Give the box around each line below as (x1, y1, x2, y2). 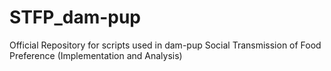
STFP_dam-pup (9, 6, 142, 29)
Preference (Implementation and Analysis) (9, 49, 183, 61)
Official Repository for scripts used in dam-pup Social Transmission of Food (9, 39, 322, 51)
